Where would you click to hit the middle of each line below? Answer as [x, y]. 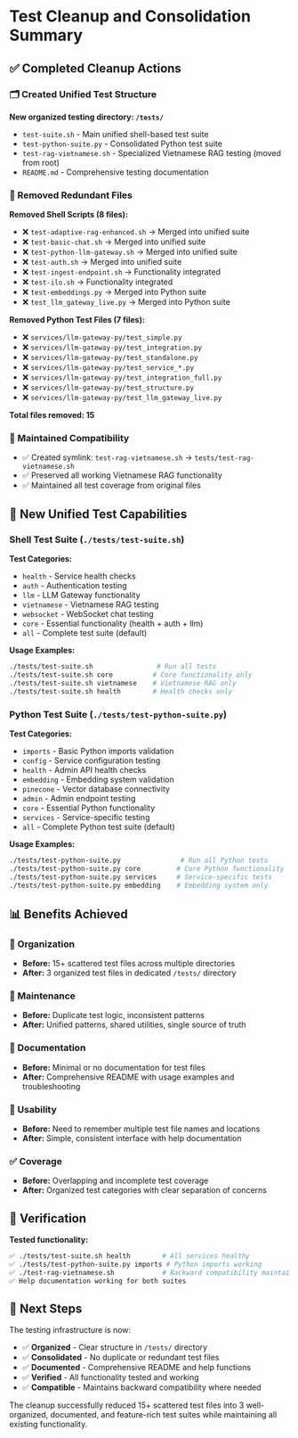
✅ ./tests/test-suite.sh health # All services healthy [130, 1256]
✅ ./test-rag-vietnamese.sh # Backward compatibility [133, 1272]
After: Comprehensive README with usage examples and [128, 1077]
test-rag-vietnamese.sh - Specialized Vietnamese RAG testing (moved [152, 152]
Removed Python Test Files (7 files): [77, 320]
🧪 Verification [48, 1218]
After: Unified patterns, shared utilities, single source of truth [134, 1025]
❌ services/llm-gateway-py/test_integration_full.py [122, 377]
